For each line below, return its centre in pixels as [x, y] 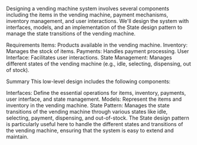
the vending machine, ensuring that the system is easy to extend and [90, 130]
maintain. [17, 137]
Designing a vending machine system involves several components [88, 9]
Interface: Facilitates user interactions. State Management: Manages [89, 57]
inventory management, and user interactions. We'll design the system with [98, 21]
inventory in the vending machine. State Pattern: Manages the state [88, 105]
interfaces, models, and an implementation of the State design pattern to [94, 27]
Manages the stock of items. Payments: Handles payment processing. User [98, 51]
